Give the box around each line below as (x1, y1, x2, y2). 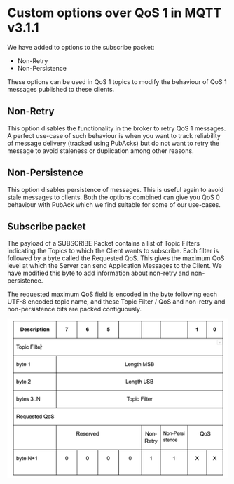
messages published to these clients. (7, 85, 115, 93)
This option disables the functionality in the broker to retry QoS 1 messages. (7, 124, 226, 133)
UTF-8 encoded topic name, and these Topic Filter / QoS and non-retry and (7, 297, 226, 306)
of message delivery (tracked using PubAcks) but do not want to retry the (7, 139, 220, 147)
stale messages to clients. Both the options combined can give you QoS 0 (7, 193, 221, 201)
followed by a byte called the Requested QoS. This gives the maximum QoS (7, 254, 225, 262)
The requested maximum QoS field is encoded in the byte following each (7, 290, 218, 299)
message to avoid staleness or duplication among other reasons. (7, 146, 194, 155)
